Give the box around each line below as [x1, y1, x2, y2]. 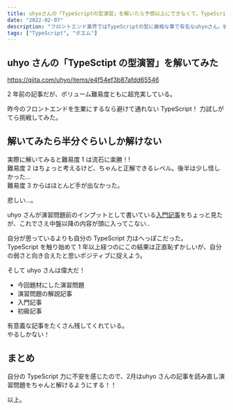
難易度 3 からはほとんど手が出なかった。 [7, 181, 124, 189]
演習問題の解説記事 [17, 289, 73, 298]
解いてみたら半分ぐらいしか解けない [7, 136, 162, 148]
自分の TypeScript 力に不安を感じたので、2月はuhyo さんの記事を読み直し [7, 372, 219, 380]
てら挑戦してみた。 [7, 114, 62, 122]
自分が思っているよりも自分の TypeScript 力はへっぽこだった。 [7, 233, 187, 242]
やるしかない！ [7, 330, 50, 338]
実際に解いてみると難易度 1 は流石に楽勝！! [7, 155, 130, 163]
